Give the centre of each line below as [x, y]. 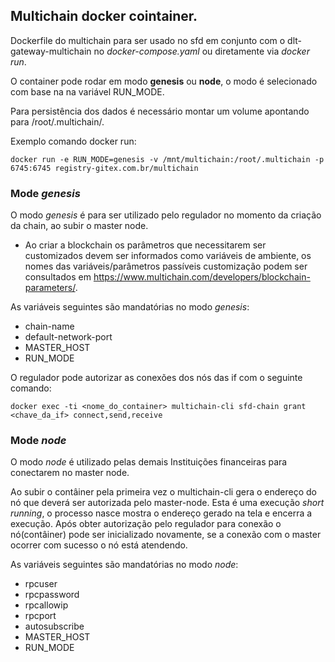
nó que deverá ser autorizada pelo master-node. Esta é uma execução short [167, 503]
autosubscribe [54, 626]
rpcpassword [52, 595]
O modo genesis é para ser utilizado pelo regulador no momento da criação [166, 215]
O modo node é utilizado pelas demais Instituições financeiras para [149, 462]
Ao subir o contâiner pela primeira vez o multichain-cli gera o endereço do [163, 492]
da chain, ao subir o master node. [79, 226]
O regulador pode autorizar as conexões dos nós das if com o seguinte [156, 378]
